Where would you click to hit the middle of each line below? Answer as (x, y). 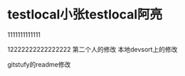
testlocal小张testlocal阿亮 (85, 15)
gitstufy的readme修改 (39, 64)
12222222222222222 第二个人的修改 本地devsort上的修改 (92, 49)
